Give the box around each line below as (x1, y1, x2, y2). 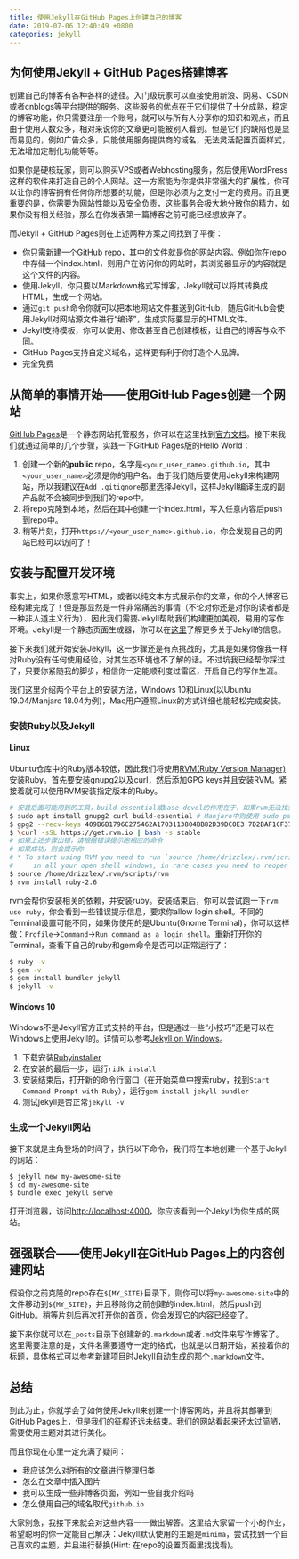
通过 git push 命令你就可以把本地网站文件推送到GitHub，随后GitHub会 (21, 303, 278, 313)
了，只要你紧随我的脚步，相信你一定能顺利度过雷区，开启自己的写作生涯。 (9, 665, 282, 676)
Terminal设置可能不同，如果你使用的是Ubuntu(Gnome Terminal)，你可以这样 (9, 917, 290, 928)
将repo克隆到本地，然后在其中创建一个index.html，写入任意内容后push (21, 504, 283, 514)
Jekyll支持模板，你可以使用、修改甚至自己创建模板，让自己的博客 (21, 325, 263, 336)
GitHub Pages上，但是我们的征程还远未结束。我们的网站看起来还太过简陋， (9, 1416, 287, 1426)
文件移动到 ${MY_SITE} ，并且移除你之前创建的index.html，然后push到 (9, 1299, 262, 1310)
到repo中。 (21, 515, 63, 525)
